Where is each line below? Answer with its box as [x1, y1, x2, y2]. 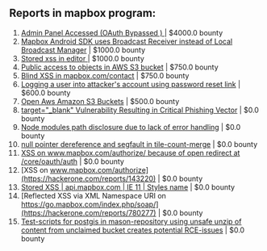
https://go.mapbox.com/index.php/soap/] [20, 199, 159, 209]
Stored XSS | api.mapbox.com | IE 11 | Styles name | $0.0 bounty [20, 182, 236, 192]
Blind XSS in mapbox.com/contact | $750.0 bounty [20, 70, 190, 80]
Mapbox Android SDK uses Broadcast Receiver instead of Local [20, 36, 233, 46]
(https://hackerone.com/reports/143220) [20, 174, 156, 183]
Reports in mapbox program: [9, 6, 156, 20]
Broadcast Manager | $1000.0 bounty [20, 44, 146, 55]
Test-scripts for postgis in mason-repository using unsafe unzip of [20, 216, 242, 226]
